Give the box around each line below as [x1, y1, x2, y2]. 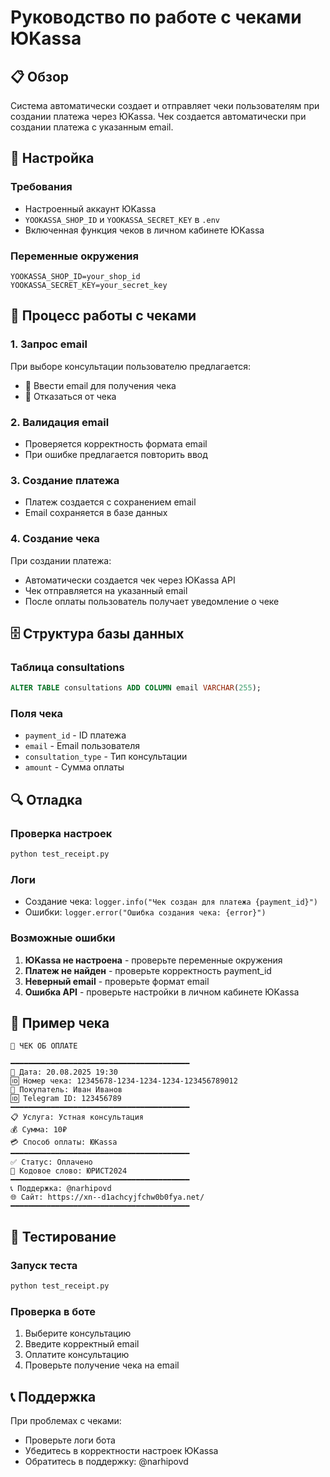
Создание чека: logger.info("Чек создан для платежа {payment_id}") [24, 896, 319, 908]
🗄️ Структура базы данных [10, 625, 185, 642]
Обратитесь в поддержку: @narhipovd [24, 1456, 189, 1468]
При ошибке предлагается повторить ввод [24, 448, 208, 460]
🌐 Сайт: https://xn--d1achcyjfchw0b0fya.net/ [10, 1192, 205, 1203]
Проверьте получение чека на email [24, 1359, 180, 1371]
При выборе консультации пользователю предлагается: [10, 360, 251, 372]
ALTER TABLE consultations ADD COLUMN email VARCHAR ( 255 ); [10, 683, 262, 693]
